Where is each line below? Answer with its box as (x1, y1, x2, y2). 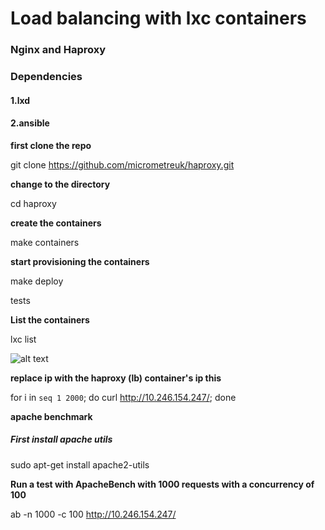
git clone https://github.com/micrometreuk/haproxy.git (10, 158, 235, 171)
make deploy (10, 275, 64, 287)
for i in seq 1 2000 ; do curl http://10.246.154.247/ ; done (10, 391, 237, 403)
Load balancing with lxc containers (10, 7, 307, 30)
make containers (10, 236, 80, 248)
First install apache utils (10, 433, 113, 446)
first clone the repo (10, 139, 92, 151)
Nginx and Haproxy (10, 43, 106, 57)
